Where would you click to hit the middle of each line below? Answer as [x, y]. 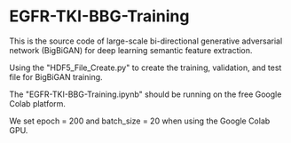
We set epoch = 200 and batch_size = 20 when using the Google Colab [140, 121]
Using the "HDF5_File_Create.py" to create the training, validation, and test [145, 68]
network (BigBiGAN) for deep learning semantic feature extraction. [131, 50]
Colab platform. [38, 103]
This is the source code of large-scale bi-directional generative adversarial [146, 41]
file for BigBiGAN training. [56, 76]
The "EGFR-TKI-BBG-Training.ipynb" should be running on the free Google [145, 94]
